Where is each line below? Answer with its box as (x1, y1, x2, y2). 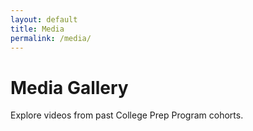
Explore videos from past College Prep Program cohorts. (10, 109, 244, 121)
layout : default (10, 14, 78, 25)
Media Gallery (10, 76, 129, 99)
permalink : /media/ (10, 33, 92, 43)
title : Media (10, 24, 65, 34)
